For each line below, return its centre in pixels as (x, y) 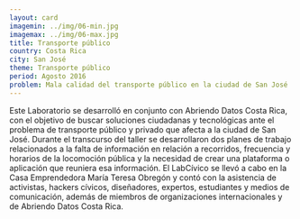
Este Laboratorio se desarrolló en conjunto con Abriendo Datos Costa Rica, (149, 110)
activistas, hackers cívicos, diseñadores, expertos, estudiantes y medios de (150, 187)
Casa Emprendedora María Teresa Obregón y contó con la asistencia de (143, 178)
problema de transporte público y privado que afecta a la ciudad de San (143, 129)
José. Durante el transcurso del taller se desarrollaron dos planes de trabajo (150, 139)
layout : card (34, 18)
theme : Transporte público (60, 68)
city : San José (38, 59)
